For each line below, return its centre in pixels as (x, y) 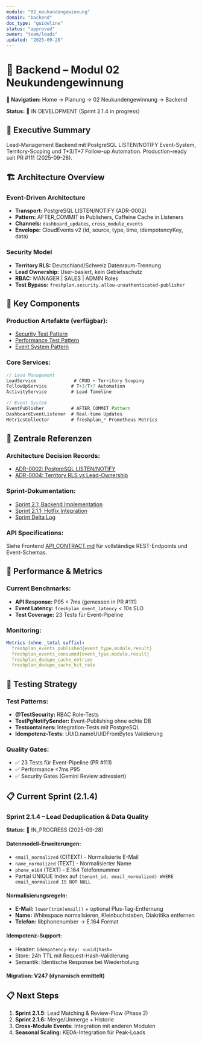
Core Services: (29, 362)
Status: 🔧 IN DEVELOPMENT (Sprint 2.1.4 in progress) (73, 111)
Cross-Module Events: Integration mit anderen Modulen (85, 1026)
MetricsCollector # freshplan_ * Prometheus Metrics (82, 420)
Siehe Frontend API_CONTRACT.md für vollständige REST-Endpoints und (97, 546)
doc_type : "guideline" (35, 23)
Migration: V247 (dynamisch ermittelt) (56, 976)
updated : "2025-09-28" (35, 40)
